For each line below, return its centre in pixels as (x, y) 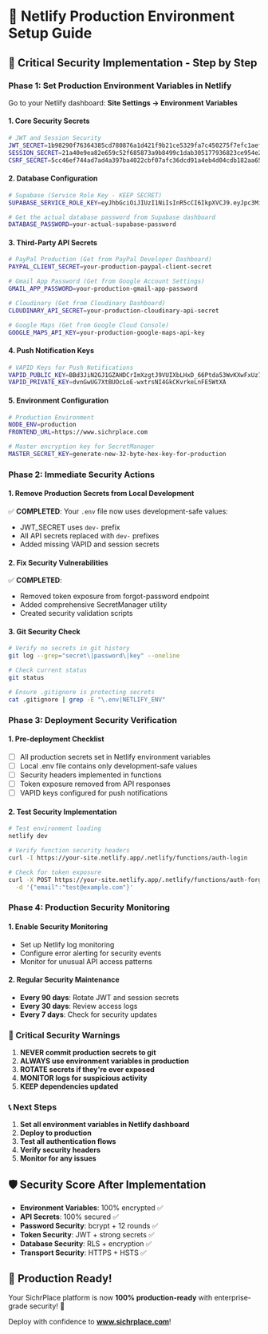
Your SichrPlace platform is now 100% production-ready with (110, 1297)
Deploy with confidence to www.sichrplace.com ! (90, 1321)
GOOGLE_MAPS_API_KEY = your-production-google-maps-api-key (106, 332)
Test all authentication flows (68, 1141)
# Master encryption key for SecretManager (82, 447)
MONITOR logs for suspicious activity (83, 1078)
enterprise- (233, 1297)
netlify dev (28, 836)
